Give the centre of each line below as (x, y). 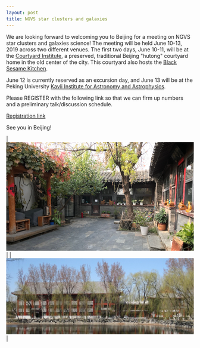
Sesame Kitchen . (27, 68)
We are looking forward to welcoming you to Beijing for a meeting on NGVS (98, 36)
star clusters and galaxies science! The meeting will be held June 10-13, (94, 43)
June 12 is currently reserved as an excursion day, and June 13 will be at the (100, 80)
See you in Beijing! (29, 127)
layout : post (22, 13)
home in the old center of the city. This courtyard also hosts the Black (92, 62)
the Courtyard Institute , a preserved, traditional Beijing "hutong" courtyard (97, 56)
